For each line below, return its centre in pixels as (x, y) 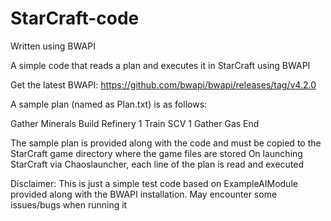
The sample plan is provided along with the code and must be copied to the (166, 143)
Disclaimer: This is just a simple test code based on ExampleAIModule (154, 183)
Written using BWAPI (53, 46)
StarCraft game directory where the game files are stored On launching (156, 153)
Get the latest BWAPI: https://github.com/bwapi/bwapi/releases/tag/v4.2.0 (163, 84)
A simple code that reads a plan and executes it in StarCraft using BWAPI (160, 65)
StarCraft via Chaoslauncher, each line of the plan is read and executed (157, 164)
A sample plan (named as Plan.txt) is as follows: (109, 104)
